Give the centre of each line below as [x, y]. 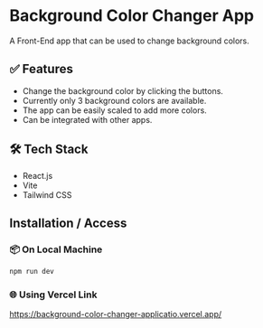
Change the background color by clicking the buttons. [123, 90]
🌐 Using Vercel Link [53, 295]
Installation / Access [68, 223]
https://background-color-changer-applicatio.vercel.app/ [116, 314]
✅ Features [42, 69]
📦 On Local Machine [56, 249]
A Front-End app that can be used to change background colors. [130, 41]
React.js [38, 175]
